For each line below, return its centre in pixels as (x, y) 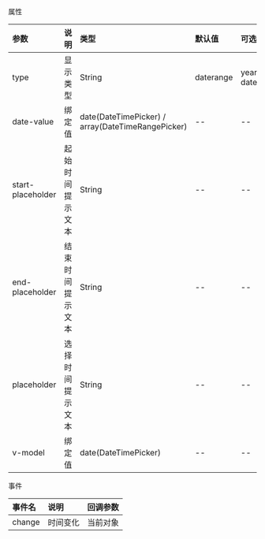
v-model (28, 453)
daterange (214, 77)
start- (23, 185)
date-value (33, 122)
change (26, 522)
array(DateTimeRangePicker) (134, 126)
